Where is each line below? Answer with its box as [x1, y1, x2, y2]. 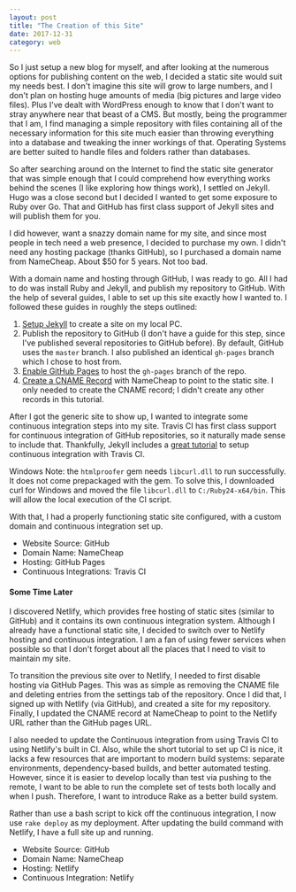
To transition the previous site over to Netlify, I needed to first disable [9, 671, 261, 681]
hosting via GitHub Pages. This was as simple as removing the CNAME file [9, 679, 280, 691]
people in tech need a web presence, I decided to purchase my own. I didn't [9, 237, 286, 248]
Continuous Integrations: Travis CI [21, 566, 147, 577]
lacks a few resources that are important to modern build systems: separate [9, 754, 285, 764]
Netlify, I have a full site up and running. [9, 827, 154, 838]
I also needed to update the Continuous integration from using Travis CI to [9, 734, 279, 745]
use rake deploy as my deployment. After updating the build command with [9, 818, 285, 828]
